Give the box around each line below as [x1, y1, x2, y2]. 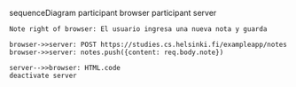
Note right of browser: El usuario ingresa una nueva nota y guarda [9, 25, 268, 34]
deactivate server [9, 71, 77, 80]
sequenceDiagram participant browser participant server [9, 8, 217, 18]
